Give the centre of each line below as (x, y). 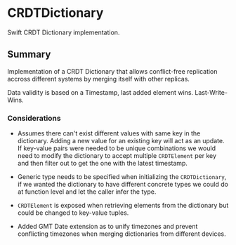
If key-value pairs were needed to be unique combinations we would (117, 148)
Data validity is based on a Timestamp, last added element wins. (100, 92)
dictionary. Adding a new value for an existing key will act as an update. (121, 141)
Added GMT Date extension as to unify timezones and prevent (107, 227)
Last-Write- (211, 92)
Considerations (34, 118)
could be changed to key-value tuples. (73, 213)
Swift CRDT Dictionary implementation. (64, 32)
